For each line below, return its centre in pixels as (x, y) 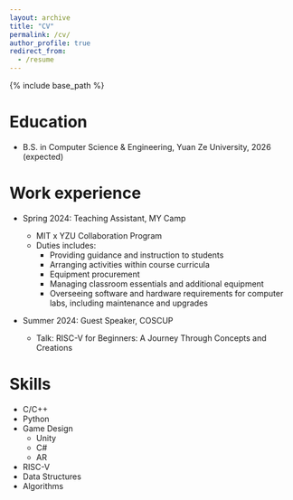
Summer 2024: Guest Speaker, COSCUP (98, 320)
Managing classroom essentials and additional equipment (156, 283)
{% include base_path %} (57, 85)
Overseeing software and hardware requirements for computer (166, 293)
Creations (54, 347)
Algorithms (43, 486)
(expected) (43, 156)
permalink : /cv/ (40, 34)
